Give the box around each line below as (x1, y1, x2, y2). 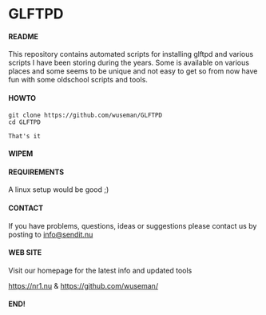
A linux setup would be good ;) (8, 185, 109, 194)
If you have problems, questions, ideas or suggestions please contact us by (8, 221, 257, 230)
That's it (8, 132, 42, 140)
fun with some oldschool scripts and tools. (8, 75, 148, 85)
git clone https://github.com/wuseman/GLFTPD (8, 111, 162, 119)
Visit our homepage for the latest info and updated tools (8, 265, 193, 275)
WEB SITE (8, 248, 42, 257)
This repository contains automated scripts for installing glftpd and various (8, 50, 254, 59)
